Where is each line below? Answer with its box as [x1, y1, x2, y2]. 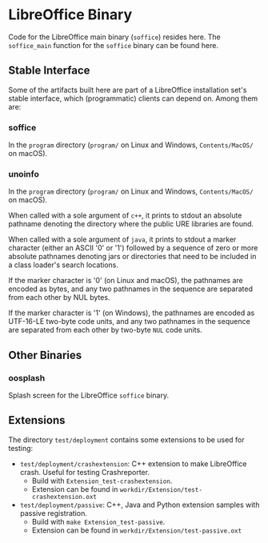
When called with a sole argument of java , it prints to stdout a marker [8, 234, 237, 245]
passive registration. [19, 508, 88, 517]
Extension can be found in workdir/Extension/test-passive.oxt [31, 525, 242, 535]
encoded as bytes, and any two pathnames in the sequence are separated [8, 284, 254, 293]
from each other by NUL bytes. [8, 293, 110, 302]
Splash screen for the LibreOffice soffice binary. [8, 390, 170, 401]
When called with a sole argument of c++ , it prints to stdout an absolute [8, 210, 242, 221]
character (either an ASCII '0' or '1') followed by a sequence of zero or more [8, 243, 258, 253]
